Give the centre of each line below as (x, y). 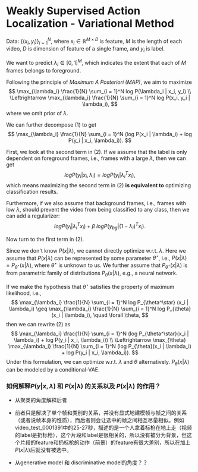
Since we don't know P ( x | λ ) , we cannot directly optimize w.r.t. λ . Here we (96, 250)
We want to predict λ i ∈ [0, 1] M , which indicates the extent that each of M (96, 63)
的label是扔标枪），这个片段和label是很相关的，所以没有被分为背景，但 (101, 435)
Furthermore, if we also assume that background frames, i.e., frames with (96, 203)
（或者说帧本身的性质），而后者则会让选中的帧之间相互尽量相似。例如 (99, 420)
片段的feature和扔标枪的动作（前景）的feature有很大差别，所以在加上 (105, 443)
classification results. (32, 192)
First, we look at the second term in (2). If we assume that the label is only (97, 152)
